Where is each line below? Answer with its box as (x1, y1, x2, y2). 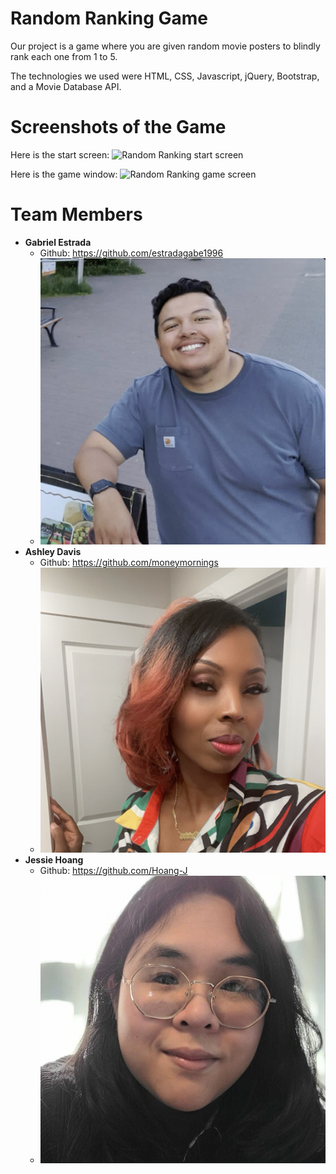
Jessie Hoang (24, 854, 84, 866)
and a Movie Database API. (10, 80, 122, 92)
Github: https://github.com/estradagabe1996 (39, 247, 224, 259)
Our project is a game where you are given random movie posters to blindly (10, 40, 321, 52)
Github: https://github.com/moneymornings (39, 557, 219, 569)
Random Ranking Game (10, 7, 208, 30)
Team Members (10, 203, 143, 226)
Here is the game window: (10, 168, 118, 180)
